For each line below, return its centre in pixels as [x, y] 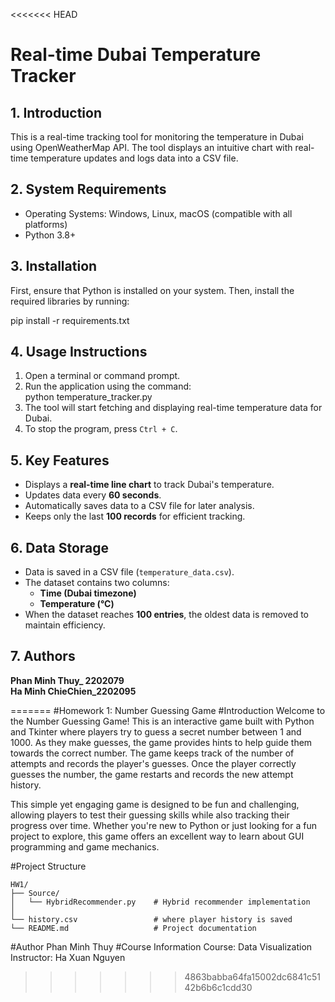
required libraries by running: [70, 301]
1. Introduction [56, 112]
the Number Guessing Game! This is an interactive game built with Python [162, 721]
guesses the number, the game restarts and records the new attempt [152, 774]
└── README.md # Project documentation [133, 928]
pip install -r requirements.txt [70, 320]
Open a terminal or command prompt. [102, 376]
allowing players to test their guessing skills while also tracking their [150, 815]
